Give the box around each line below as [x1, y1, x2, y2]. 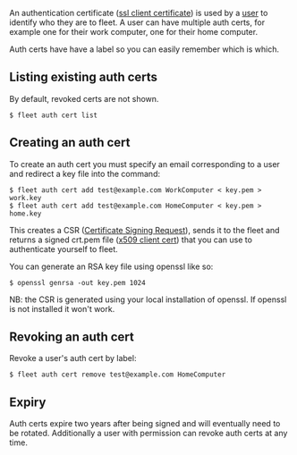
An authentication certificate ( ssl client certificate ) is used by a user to [9, 8, 268, 18]
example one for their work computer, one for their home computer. [9, 27, 258, 37]
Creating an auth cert [9, 135, 131, 150]
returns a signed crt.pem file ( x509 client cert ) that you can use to [9, 234, 253, 245]
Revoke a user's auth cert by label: [9, 353, 137, 364]
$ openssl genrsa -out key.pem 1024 [9, 278, 146, 287]
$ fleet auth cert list [9, 111, 98, 120]
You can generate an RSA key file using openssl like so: [9, 261, 214, 272]
